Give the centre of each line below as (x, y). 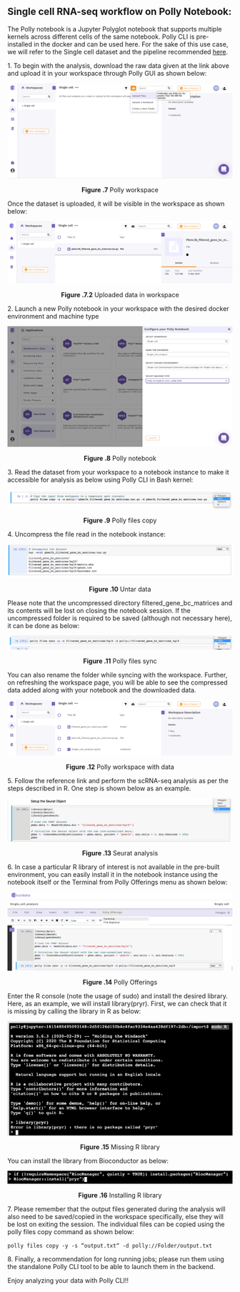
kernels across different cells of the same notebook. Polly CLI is (101, 36)
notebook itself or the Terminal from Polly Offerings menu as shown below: (117, 883)
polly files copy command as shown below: (71, 1231)
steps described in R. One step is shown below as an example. (99, 788)
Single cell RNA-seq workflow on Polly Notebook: (120, 12)
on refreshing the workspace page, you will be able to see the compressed (117, 682)
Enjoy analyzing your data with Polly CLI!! (68, 1280)
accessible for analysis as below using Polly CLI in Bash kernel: (100, 480)
